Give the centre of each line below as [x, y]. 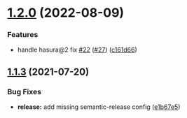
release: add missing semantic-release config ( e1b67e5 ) [99, 107]
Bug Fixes [25, 91]
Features [23, 35]
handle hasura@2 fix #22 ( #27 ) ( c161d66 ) [77, 50]
